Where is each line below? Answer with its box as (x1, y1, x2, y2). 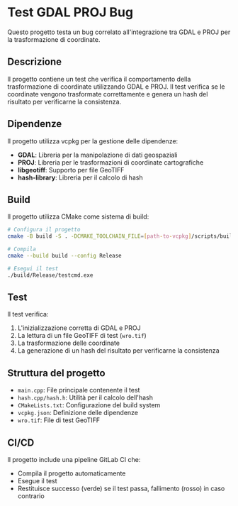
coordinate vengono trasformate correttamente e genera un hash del (7, 89, 208, 98)
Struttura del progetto (7, 367, 106, 379)
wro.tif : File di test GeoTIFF (17, 416, 101, 424)
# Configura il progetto (7, 226, 81, 233)
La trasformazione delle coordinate (17, 339, 120, 348)
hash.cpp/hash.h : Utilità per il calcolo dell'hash (17, 393, 154, 402)
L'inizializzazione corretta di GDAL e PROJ (17, 324, 142, 332)
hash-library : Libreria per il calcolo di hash (17, 173, 143, 182)
